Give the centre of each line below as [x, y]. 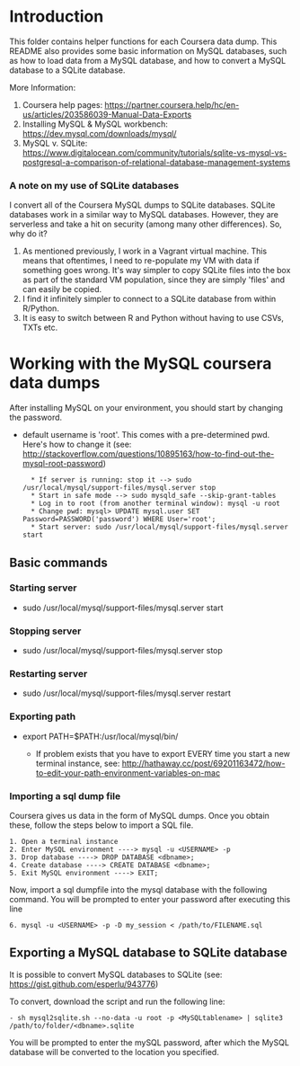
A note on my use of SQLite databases [94, 185]
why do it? [28, 234]
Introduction [57, 17]
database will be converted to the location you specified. [115, 1052]
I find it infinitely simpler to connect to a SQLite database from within [149, 299]
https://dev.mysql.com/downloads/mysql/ [99, 133]
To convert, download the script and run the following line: [117, 1001]
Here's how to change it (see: [77, 444]
